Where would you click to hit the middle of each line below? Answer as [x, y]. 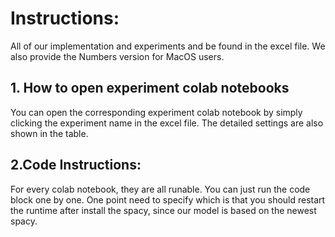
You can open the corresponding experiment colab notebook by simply [156, 112]
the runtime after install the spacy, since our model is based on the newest [163, 210]
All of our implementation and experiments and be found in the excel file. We [168, 46]
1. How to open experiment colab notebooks [150, 88]
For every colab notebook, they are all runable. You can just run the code [160, 189]
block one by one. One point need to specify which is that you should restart [168, 199]
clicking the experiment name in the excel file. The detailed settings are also [167, 123]
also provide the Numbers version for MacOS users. [117, 56]
